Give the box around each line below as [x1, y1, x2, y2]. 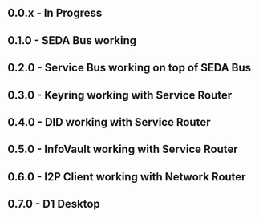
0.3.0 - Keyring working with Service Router [7, 88, 233, 102]
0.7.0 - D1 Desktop [7, 197, 101, 211]
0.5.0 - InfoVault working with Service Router [7, 143, 238, 156]
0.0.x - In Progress [7, 6, 103, 20]
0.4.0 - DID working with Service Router [7, 115, 211, 129]
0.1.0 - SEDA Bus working [7, 34, 137, 47]
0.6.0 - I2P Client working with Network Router [7, 170, 246, 184]
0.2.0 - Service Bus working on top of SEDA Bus [7, 61, 252, 75]
